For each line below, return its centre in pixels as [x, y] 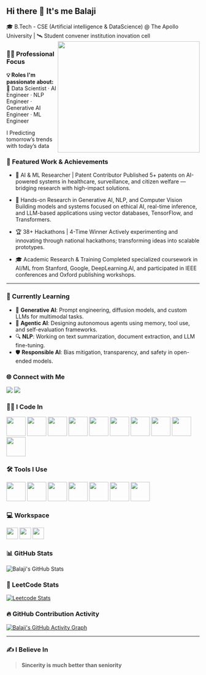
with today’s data [28, 146]
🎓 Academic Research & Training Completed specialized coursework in [106, 260]
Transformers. [33, 220]
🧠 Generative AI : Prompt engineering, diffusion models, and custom [101, 310]
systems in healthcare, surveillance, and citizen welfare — [113, 182]
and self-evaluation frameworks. [56, 330]
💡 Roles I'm [21, 75]
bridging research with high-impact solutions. [73, 188]
